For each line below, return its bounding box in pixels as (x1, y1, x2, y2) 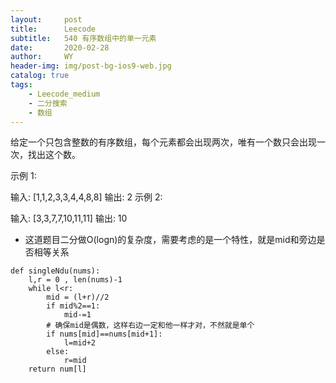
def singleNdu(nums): (10, 266, 101, 276)
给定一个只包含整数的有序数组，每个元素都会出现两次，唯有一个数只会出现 (10, 136, 317, 148)
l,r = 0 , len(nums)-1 (28, 275, 123, 285)
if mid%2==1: (46, 301, 101, 311)
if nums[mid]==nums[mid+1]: (46, 329, 163, 340)
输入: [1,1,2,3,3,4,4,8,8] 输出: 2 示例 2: (10, 191, 163, 203)
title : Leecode (10, 24, 97, 34)
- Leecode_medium (28, 89, 101, 99)
